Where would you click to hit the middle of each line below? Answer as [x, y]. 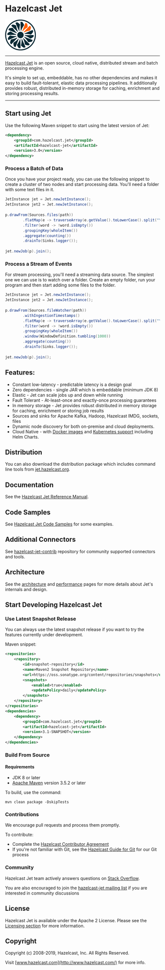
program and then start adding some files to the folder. [60, 285]
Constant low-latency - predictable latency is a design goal [72, 384]
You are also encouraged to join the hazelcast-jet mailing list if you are [76, 888]
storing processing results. [32, 93]
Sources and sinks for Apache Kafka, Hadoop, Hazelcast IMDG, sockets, [86, 416]
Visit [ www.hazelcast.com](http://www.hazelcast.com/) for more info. [75, 963]
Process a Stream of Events [39, 264]
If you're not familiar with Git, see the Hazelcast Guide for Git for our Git [84, 849]
